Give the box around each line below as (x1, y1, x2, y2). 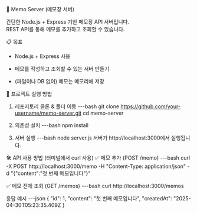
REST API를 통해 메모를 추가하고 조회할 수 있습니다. (6, 26, 125, 33)
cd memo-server (82, 109, 124, 116)
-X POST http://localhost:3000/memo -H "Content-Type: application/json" (6, 163, 186, 170)
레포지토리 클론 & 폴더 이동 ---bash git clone (14, 103, 120, 110)
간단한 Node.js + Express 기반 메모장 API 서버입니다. (6, 18, 130, 25)
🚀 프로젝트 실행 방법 (6, 90, 52, 97)
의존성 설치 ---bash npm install (14, 122, 88, 129)
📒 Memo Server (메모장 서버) (6, 6, 75, 12)
